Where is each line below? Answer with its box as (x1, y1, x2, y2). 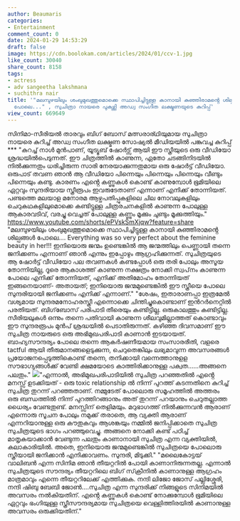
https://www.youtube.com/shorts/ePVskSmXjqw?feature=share (7, 217, 194, 226)
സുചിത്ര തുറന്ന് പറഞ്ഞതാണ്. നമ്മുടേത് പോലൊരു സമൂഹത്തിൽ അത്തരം (7, 386, 220, 395)
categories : (7, 17, 43, 24)
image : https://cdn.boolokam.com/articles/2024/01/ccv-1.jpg (7, 51, 193, 58)
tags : (7, 70, 24, 77)
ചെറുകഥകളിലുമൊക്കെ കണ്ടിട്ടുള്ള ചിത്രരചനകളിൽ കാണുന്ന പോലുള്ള (7, 201, 208, 210)
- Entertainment (7, 24, 56, 31)
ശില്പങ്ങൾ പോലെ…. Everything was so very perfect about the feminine (7, 233, 216, 242)
